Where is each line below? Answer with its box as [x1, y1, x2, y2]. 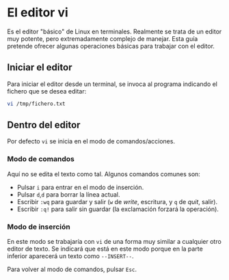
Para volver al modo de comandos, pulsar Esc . [7, 265, 137, 274]
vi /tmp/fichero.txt [7, 100, 66, 107]
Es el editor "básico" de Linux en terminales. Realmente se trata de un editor [7, 27, 222, 36]
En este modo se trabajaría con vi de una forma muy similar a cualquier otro [7, 238, 222, 246]
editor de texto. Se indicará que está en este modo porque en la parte [7, 244, 203, 253]
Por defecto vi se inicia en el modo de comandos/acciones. [7, 137, 176, 145]
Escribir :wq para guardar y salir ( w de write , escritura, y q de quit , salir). [16, 197, 217, 206]
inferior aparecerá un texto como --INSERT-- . [7, 252, 134, 260]
